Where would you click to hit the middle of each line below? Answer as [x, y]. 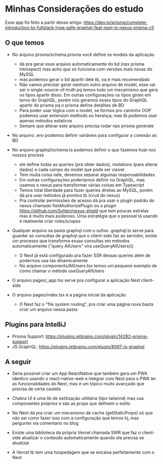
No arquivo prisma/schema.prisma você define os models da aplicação [83, 54]
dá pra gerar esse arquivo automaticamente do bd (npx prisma [82, 64]
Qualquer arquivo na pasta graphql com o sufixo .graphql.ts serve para [83, 230]
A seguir [18, 362]
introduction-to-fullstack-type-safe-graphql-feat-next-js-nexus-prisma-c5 [80, 27]
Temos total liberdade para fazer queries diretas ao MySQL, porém [86, 190]
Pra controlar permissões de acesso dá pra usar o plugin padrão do [87, 200]
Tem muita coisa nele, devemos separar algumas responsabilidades [87, 174]
